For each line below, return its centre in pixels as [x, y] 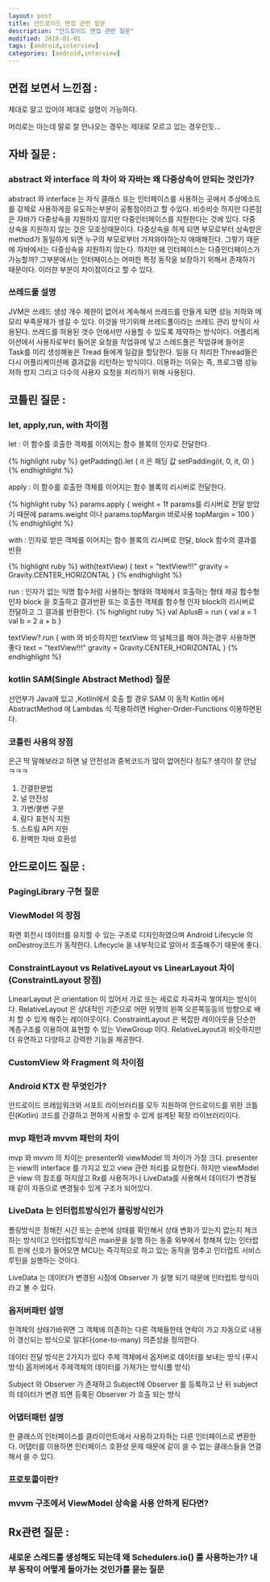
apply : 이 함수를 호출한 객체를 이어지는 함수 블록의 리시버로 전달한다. [117, 487]
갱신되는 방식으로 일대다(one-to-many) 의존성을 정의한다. [108, 1340]
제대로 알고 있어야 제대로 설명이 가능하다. [73, 109]
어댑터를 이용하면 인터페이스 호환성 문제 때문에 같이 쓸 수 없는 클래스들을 [133, 1447]
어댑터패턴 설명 [36, 1418]
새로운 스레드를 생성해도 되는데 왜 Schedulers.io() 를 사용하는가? [128, 1557]
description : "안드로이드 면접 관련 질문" [71, 31]
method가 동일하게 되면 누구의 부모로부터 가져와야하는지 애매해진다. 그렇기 [127, 239]
